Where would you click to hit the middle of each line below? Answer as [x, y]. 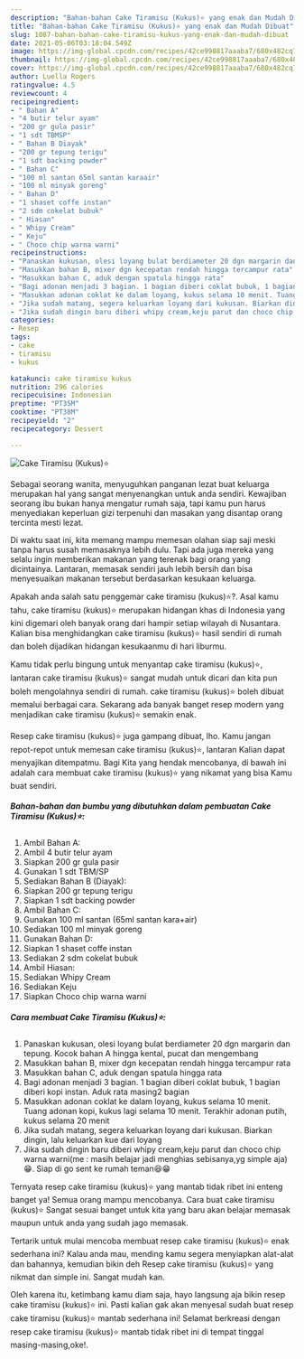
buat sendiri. [33, 785]
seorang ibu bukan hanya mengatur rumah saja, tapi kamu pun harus [138, 503]
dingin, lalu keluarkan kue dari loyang [92, 1139]
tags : [20, 337]
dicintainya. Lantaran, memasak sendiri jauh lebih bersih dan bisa [132, 568]
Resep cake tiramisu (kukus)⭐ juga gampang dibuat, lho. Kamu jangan [141, 736]
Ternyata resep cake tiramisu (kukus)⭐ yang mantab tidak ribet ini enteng [147, 1186]
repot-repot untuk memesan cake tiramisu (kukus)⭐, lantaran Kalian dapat [148, 749]
